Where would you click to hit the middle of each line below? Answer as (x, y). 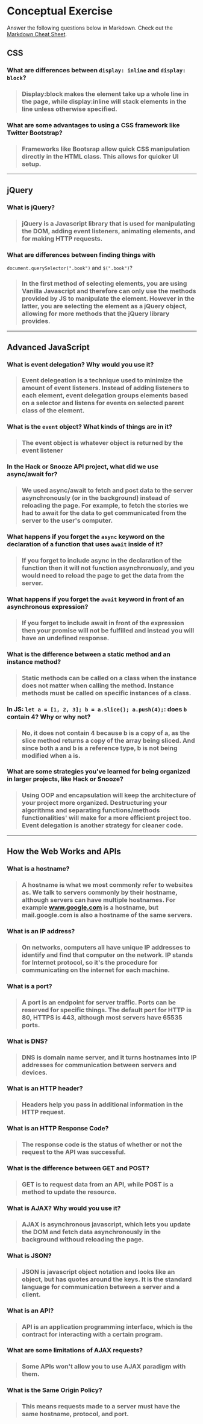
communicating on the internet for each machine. (96, 970)
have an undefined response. (65, 638)
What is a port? (30, 986)
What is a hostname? (38, 869)
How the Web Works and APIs (64, 852)
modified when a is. (51, 755)
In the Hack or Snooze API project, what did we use (83, 467)
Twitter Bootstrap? (35, 133)
